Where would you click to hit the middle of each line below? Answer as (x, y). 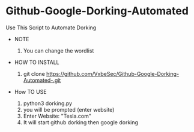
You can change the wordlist (59, 50)
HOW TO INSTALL (37, 62)
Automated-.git (42, 80)
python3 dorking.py (48, 103)
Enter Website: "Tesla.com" (57, 116)
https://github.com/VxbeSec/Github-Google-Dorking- (113, 73)
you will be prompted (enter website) (69, 109)
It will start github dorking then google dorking (81, 122)
